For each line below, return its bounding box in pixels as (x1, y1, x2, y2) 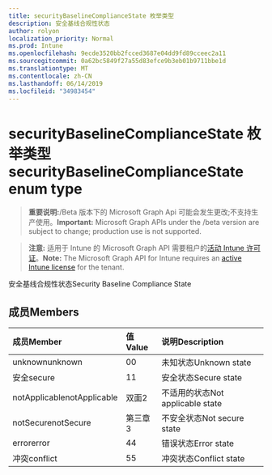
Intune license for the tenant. (28, 262, 125, 272)
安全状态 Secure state (161, 372, 243, 384)
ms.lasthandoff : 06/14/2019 (8, 79, 104, 87)
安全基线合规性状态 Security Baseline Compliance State (8, 279, 192, 289)
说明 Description (161, 337, 224, 348)
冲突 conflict (12, 453, 58, 464)
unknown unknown (12, 357, 83, 368)
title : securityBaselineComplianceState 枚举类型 (8, 11, 174, 20)
